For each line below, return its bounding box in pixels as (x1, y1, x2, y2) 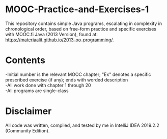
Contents (5, 54, 46, 66)
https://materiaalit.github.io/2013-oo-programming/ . (5, 37, 115, 43)
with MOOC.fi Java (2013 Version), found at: (5, 31, 98, 37)
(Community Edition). (5, 127, 50, 133)
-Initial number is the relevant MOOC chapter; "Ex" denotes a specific (5, 71, 151, 77)
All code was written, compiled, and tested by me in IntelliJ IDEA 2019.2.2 (5, 122, 159, 128)
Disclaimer (5, 105, 52, 117)
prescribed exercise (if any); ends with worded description (5, 76, 128, 82)
